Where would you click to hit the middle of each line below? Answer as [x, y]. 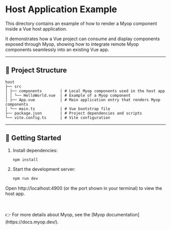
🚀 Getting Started [33, 138]
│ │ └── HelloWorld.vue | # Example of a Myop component [68, 95]
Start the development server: [44, 169]
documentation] [123, 215]
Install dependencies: [35, 150]
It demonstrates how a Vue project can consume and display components [83, 39]
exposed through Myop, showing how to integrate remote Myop [72, 44]
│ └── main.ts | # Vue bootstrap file [58, 109]
